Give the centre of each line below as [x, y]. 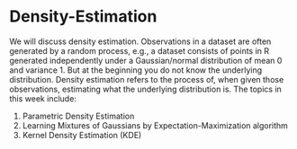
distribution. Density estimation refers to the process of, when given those [147, 79]
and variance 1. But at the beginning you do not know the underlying [136, 70]
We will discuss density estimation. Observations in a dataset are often [140, 41]
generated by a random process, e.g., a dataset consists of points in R [139, 50]
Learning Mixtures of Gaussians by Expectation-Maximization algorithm [155, 125]
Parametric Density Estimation [78, 116]
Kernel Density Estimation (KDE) [82, 135]
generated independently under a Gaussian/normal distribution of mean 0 [146, 60]
